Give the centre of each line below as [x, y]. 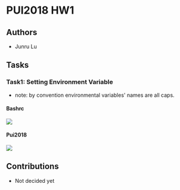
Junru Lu [26, 46]
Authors [22, 32]
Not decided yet [35, 180]
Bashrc [15, 109]
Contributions [32, 167]
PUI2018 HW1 [40, 10]
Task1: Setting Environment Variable [60, 82]
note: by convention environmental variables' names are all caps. [94, 95]
